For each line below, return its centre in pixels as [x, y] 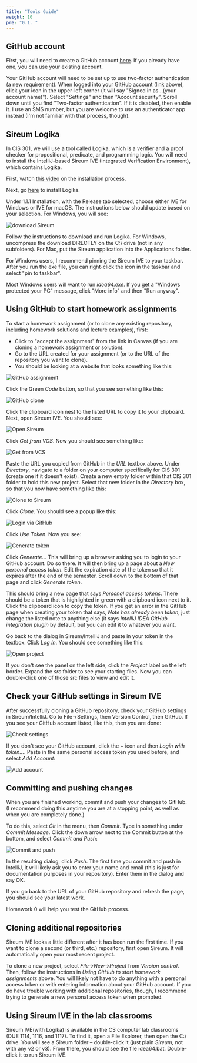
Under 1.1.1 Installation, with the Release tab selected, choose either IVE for [96, 201]
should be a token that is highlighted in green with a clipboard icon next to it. [98, 599]
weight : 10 [19, 17]
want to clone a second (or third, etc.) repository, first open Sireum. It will [95, 948]
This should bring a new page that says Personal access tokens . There [92, 593]
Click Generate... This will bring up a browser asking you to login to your [94, 557]
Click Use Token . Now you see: [44, 534]
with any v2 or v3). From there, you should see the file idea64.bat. [86, 1049]
